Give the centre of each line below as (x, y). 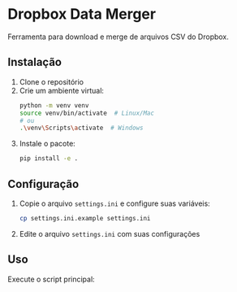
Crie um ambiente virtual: (62, 90)
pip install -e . (49, 159)
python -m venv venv (54, 105)
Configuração (43, 184)
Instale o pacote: (47, 144)
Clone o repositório (52, 81)
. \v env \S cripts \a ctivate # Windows (81, 128)
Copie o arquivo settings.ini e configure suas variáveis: (114, 203)
